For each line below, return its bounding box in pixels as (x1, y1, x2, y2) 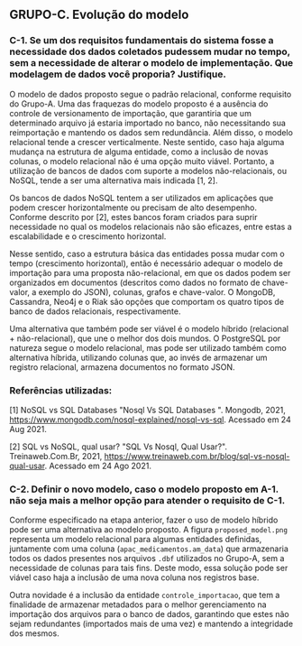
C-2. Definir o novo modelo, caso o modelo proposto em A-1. (9, 483, 279, 495)
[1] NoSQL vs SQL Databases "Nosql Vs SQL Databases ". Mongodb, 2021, (9, 404, 286, 415)
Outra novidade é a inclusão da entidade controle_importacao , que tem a (9, 590, 280, 601)
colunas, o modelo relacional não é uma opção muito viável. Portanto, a (9, 155, 275, 166)
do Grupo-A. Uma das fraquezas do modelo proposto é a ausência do (9, 98, 269, 109)
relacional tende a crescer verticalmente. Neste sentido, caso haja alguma (9, 136, 285, 147)
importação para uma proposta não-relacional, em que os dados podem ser (9, 267, 291, 278)
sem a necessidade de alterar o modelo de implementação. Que (9, 57, 294, 69)
